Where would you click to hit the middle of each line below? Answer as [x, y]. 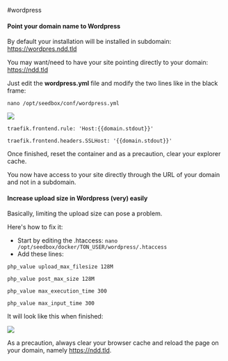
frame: [17, 91]
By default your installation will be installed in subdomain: [89, 42]
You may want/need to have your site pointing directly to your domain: [108, 63]
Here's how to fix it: [35, 227]
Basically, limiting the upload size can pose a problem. [85, 214]
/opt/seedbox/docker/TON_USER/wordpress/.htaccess [92, 247]
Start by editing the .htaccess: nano [67, 240]
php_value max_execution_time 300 [57, 291]
